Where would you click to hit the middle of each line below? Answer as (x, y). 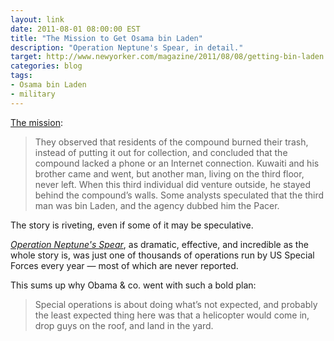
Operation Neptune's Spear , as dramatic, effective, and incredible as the (159, 244)
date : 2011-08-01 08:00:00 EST (75, 29)
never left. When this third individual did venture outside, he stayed (172, 184)
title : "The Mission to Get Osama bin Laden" (106, 38)
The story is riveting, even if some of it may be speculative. (132, 225)
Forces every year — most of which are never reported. (124, 265)
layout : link (37, 19)
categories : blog (46, 66)
